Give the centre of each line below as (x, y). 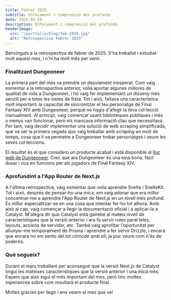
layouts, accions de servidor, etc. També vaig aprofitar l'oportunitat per (80, 226)
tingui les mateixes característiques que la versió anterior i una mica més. (82, 271)
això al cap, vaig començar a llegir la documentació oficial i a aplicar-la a (82, 209)
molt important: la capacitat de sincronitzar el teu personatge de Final (78, 105)
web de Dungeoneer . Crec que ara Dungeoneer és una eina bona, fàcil (80, 158)
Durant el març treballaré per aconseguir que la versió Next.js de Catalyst (82, 266)
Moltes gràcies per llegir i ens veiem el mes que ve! (59, 292)
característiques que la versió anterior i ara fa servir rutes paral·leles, (78, 220)
